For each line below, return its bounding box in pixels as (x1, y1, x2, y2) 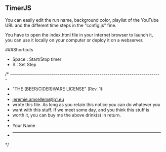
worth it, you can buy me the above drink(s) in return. (12, 112, 121, 118)
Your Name (12, 122, 36, 128)
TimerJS (5, 4, 32, 12)
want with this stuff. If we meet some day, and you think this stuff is (12, 107, 150, 113)
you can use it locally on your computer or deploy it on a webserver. (5, 37, 144, 43)
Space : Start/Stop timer (12, 56, 62, 62)
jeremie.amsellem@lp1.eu (12, 96, 64, 102)
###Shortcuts (5, 46, 34, 52)
